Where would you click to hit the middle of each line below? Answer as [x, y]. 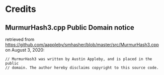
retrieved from [20, 39]
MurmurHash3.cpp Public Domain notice [70, 28]
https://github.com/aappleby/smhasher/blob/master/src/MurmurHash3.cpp [82, 45]
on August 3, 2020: [25, 50]
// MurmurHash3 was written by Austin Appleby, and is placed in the [79, 59]
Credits [21, 9]
